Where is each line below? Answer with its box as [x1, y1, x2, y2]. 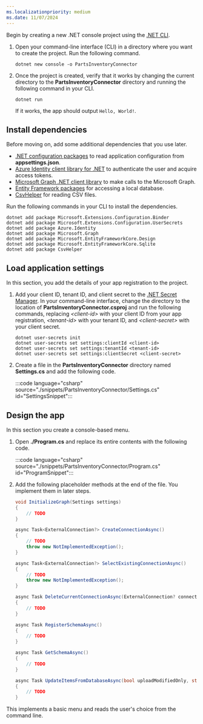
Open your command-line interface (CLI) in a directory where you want [15, 43, 193, 50]
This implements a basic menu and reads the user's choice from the [6, 705, 176, 713]
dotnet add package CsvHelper [6, 246, 83, 252]
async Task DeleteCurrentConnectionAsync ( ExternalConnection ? [15, 594, 176, 600]
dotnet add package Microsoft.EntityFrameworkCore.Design [6, 236, 156, 242]
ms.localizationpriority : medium [6, 8, 91, 15]
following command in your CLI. [15, 84, 95, 92]
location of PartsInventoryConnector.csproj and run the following [15, 304, 181, 311]
